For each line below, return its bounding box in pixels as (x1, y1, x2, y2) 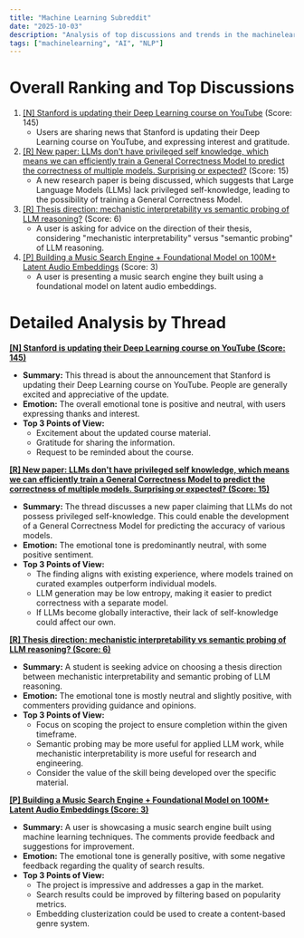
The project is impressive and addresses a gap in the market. (35, 880, 264, 891)
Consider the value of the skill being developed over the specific (35, 768, 277, 778)
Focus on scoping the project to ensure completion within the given (35, 720, 288, 730)
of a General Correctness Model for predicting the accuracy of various (22, 520, 286, 531)
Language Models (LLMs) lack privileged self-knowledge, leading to (35, 185, 290, 196)
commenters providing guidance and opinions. (22, 700, 196, 711)
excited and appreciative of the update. (22, 389, 169, 400)
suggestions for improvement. (22, 841, 135, 852)
